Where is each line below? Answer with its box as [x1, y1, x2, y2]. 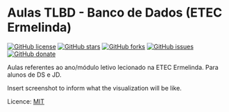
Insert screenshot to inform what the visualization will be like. [7, 84, 182, 92]
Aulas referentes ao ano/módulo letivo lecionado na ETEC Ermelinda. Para [7, 63, 219, 71]
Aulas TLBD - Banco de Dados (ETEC [7, 5, 223, 21]
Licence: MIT [7, 97, 45, 105]
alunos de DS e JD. [7, 71, 62, 79]
